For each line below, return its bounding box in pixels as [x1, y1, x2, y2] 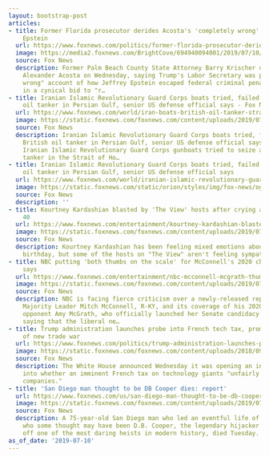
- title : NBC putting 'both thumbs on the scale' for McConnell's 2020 [8, 257, 252, 265]
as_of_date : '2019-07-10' [8, 436, 94, 445]
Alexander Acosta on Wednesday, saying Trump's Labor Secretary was [22, 71, 256, 79]
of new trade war [22, 332, 81, 341]
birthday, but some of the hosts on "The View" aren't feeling [22, 250, 239, 258]
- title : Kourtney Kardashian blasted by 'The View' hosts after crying [8, 205, 256, 213]
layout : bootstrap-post [8, 11, 88, 20]
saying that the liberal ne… [22, 317, 120, 326]
